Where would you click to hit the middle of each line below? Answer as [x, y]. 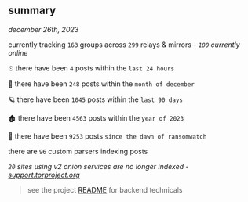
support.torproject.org [44, 175]
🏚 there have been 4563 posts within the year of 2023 [96, 117]
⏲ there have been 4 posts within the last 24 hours [91, 68]
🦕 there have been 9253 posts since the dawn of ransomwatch [108, 136]
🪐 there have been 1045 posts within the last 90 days [95, 99]
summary [32, 11]
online [18, 52]
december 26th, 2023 [44, 29]
